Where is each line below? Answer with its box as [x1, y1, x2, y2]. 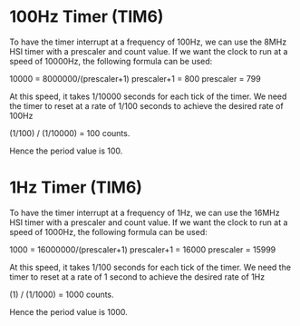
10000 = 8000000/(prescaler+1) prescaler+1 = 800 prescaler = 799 [9, 73, 261, 84]
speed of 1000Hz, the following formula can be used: [9, 226, 208, 237]
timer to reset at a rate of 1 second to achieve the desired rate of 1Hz [9, 271, 266, 282]
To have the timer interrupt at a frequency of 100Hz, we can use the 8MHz [9, 36, 287, 47]
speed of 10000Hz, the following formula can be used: [9, 55, 213, 66]
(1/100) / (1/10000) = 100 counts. [9, 127, 131, 138]
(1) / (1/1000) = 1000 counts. [9, 289, 115, 300]
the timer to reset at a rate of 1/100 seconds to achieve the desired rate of [9, 100, 284, 111]
